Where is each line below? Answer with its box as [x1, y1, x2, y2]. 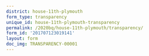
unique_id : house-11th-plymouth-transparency [6, 19, 120, 25]
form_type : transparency [6, 14, 67, 20]
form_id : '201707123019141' [6, 30, 75, 36]
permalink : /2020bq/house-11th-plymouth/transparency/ [6, 24, 144, 31]
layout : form [6, 36, 38, 41]
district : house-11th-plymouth [6, 8, 83, 15]
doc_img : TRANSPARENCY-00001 [6, 41, 78, 47]
